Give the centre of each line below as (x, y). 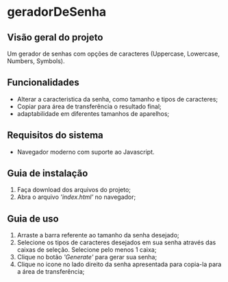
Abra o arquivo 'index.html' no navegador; (76, 197)
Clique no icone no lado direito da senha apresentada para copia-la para (119, 264)
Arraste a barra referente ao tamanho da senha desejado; (98, 235)
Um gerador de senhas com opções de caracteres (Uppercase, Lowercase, (114, 54)
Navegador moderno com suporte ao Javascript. (86, 152)
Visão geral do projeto (55, 37)
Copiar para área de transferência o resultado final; (89, 106)
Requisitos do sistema (55, 136)
